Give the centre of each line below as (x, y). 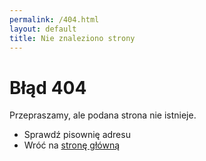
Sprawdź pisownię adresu (77, 135)
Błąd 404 (48, 87)
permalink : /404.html (54, 19)
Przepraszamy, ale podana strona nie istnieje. (103, 115)
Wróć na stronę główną (72, 145)
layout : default (43, 29)
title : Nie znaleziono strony (72, 38)
